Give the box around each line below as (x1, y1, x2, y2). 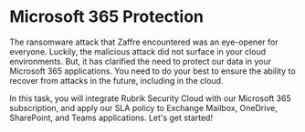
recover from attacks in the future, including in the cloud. (9, 75, 224, 86)
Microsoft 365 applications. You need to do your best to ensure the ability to (9, 66, 296, 76)
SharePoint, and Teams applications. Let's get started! (9, 112, 213, 123)
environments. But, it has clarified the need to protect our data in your (9, 56, 272, 66)
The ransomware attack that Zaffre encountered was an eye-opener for (9, 36, 279, 47)
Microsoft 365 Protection (9, 6, 204, 27)
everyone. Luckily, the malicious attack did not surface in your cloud (9, 46, 267, 56)
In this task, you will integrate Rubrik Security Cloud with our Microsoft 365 (9, 93, 291, 104)
